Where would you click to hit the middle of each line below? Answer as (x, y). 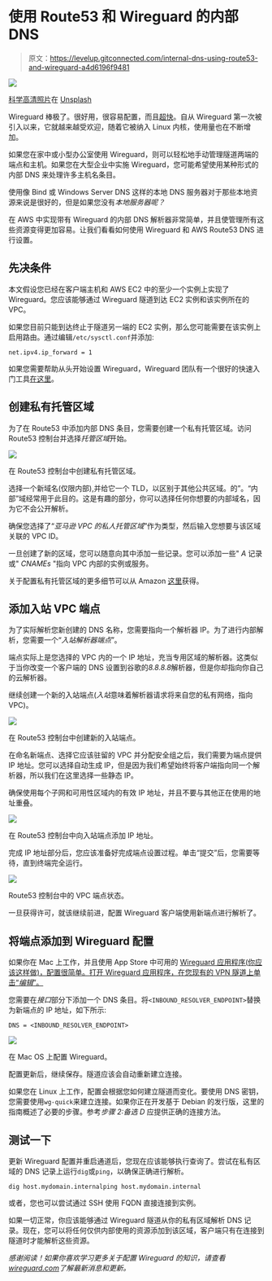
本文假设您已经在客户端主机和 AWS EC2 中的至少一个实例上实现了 (119, 289)
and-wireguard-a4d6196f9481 (79, 67)
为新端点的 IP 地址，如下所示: (58, 1010)
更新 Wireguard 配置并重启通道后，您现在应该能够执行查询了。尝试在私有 (131, 1161)
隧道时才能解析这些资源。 (51, 1240)
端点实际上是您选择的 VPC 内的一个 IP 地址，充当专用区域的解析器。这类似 (133, 657)
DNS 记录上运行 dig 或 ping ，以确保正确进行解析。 (106, 1171)
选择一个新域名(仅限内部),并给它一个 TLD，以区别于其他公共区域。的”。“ (130, 488)
